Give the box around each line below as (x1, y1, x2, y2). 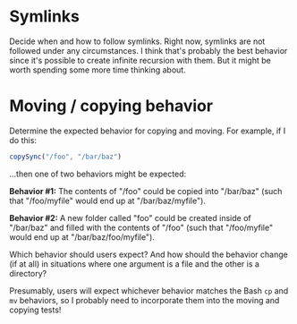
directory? (9, 268, 47, 278)
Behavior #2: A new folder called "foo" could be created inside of (9, 212, 252, 223)
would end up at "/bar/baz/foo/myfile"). (9, 231, 155, 243)
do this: (9, 134, 38, 145)
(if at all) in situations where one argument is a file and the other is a (9, 258, 259, 269)
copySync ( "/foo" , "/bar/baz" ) (9, 152, 123, 161)
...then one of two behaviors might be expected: (9, 168, 186, 179)
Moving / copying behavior (9, 96, 213, 116)
